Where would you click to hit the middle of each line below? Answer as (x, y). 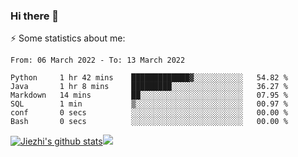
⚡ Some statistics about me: (68, 38)
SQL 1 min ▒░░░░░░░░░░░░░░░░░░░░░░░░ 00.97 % (149, 104)
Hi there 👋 (35, 16)
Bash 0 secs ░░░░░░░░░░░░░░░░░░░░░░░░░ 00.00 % (149, 122)
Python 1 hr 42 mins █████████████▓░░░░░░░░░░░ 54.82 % (149, 78)
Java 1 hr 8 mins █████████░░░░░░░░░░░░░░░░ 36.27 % (149, 87)
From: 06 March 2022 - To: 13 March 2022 (98, 60)
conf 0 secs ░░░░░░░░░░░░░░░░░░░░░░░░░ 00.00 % (149, 113)
